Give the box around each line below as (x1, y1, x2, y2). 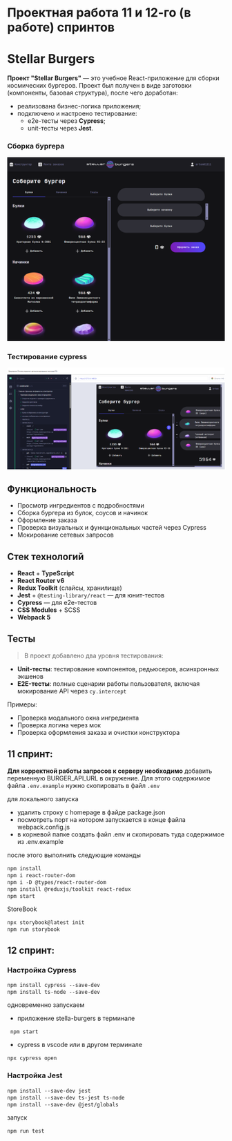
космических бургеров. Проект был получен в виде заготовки (7, 81, 192, 90)
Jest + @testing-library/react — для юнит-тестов (17, 591, 164, 600)
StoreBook (7, 905, 37, 913)
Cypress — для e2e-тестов (17, 599, 97, 607)
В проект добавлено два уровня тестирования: (23, 651, 164, 660)
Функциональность (7, 483, 97, 495)
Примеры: (7, 700, 38, 709)
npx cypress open (7, 1055, 57, 1062)
